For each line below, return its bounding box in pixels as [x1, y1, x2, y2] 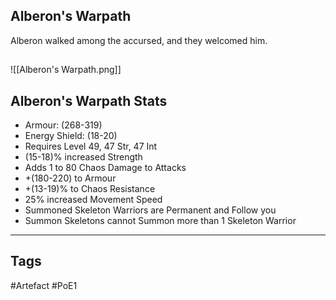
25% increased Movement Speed [24, 194, 163, 206]
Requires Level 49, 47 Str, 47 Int [24, 140, 158, 153]
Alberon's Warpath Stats [10, 92, 168, 109]
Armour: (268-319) [24, 119, 103, 131]
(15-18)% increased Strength [24, 151, 143, 163]
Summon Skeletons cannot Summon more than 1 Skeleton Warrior [24, 215, 297, 227]
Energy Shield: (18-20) [24, 130, 118, 142]
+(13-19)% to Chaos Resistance [24, 183, 156, 195]
